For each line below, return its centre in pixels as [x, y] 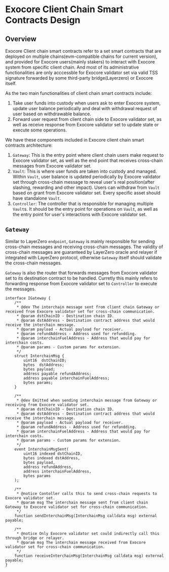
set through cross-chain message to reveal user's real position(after [83, 182]
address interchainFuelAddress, [58, 471]
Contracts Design [43, 20]
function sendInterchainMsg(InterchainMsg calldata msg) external [86, 516]
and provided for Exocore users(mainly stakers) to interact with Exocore [80, 62]
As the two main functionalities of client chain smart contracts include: [79, 93]
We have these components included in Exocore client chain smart [75, 140]
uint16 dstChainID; [45, 360]
